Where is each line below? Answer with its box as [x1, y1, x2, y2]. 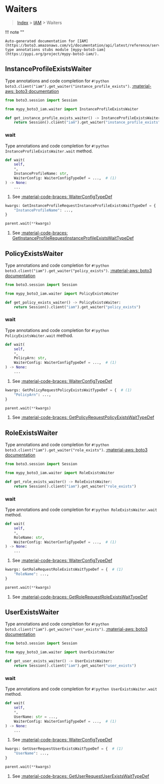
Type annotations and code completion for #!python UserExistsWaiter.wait [5, 686, 158, 692]
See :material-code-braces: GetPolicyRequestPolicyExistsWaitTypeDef [12, 414, 155, 420]
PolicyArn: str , [14, 355, 47, 361]
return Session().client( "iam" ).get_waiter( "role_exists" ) [14, 484, 137, 489]
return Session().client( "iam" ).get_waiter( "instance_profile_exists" [14, 120, 161, 125]
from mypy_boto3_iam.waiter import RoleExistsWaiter [5, 471, 115, 476]
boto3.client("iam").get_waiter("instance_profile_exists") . [5, 83, 131, 89]
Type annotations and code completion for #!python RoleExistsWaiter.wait [5, 506, 158, 513]
